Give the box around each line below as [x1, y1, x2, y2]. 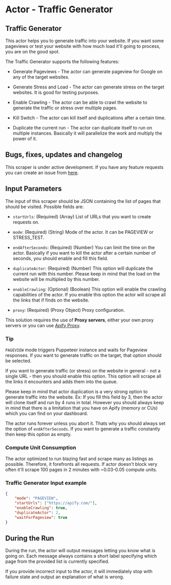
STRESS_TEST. [12, 234, 45, 240]
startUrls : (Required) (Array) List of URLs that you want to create [12, 213, 151, 219]
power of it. [12, 136, 37, 142]
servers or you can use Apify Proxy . [5, 322, 81, 328]
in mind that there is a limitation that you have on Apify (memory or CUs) [5, 405, 158, 411]
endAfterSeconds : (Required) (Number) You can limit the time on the [12, 244, 155, 250]
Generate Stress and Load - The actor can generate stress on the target [12, 84, 165, 90]
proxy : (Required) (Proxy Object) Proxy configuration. [12, 307, 125, 313]
